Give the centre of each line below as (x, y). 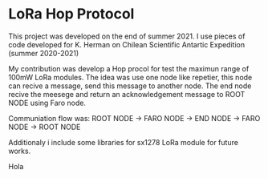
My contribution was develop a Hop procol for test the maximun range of (129, 68)
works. (20, 151)
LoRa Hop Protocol (71, 14)
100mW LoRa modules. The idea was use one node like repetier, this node (130, 77)
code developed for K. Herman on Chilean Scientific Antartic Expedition (127, 44)
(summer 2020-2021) (44, 53)
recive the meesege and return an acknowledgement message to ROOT (127, 94)
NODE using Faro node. (47, 103)
